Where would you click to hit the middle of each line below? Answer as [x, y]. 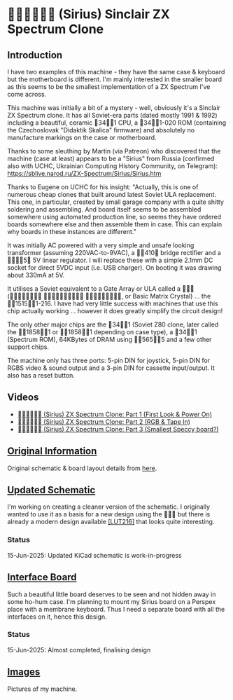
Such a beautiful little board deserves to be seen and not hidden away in [112, 594]
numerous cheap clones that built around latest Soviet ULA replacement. [112, 194]
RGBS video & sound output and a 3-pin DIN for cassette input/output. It [111, 368]
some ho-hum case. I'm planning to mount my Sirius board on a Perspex [112, 601]
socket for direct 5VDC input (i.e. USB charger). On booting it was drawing [114, 268]
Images [24, 672]
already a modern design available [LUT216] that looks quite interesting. [111, 522]
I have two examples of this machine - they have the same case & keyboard [116, 72]
